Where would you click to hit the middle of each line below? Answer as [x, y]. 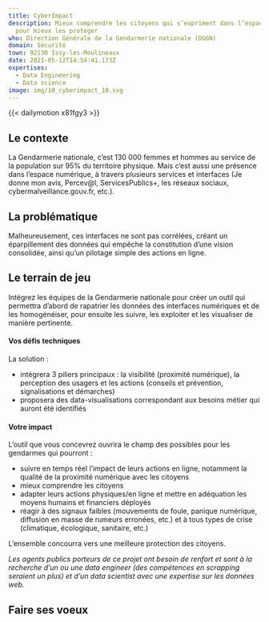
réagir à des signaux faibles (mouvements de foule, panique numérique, [139, 511]
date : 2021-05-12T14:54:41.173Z [62, 61]
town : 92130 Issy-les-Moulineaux [64, 53]
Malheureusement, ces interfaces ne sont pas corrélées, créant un [118, 236]
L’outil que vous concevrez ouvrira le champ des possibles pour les [119, 444]
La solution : [28, 359]
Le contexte [38, 138]
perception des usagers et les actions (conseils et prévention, [122, 383]
